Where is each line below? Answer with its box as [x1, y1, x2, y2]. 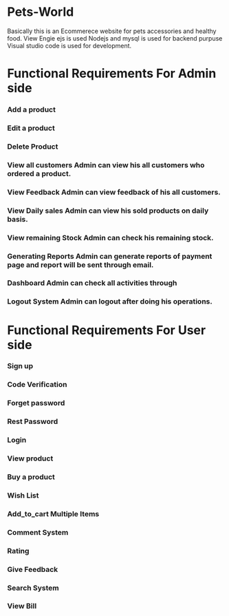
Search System [7, 583, 60, 593]
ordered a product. [7, 169, 72, 178]
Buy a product [7, 472, 55, 482]
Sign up [7, 361, 34, 371]
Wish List [7, 490, 39, 500]
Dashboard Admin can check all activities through [7, 278, 177, 288]
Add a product [7, 105, 56, 114]
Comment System [7, 527, 69, 537]
